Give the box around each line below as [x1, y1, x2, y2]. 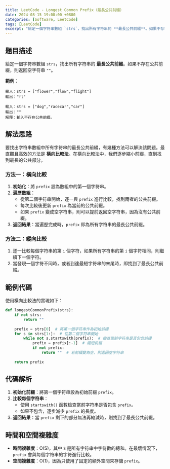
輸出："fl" [5, 94, 26, 99]
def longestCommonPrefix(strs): [5, 308, 73, 313]
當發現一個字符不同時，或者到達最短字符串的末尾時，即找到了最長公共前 [12, 261, 163, 267]
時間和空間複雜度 [5, 430, 59, 439]
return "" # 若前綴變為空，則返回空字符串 [41, 350, 124, 355]
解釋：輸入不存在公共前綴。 [5, 115, 55, 120]
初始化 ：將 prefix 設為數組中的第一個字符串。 [12, 184, 109, 190]
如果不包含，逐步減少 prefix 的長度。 [20, 408, 99, 414]
